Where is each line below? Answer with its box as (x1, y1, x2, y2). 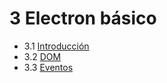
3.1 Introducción (23, 40, 90, 52)
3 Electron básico (9, 7, 157, 30)
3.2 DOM (23, 50, 62, 62)
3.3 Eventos (23, 61, 74, 73)
